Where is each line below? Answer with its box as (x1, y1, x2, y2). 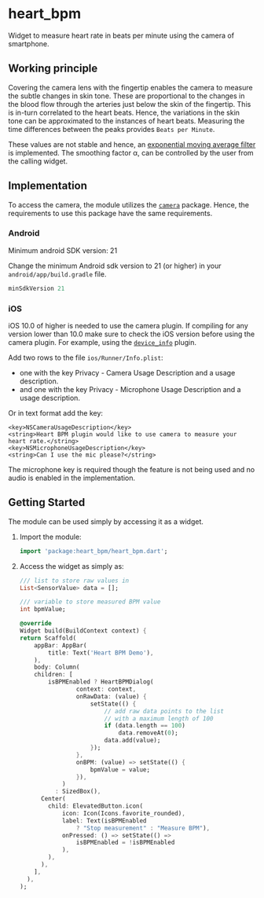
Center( (40, 795, 66, 803)
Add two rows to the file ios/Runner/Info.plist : (8, 353, 163, 362)
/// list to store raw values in (19, 577, 130, 585)
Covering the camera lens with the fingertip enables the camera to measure (8, 82, 253, 92)
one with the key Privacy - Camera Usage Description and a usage (19, 368, 236, 378)
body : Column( (34, 663, 80, 672)
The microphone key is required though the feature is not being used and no (8, 465, 255, 475)
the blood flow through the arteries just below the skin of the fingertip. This (8, 99, 251, 108)
